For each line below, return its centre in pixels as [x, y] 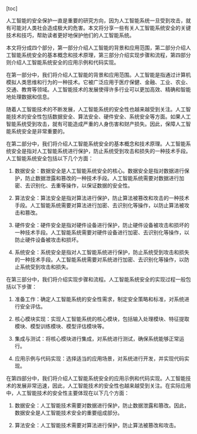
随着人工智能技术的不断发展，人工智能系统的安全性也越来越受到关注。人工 [96, 109]
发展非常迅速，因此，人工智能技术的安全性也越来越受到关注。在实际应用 [103, 386]
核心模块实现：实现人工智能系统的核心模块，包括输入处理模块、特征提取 [102, 319]
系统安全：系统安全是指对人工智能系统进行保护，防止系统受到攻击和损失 [102, 252]
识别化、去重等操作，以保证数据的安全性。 [81, 185]
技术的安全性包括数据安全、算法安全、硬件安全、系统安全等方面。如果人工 [101, 116]
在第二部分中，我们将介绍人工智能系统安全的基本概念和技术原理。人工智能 [96, 144]
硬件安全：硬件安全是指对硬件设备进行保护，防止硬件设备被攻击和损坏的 [102, 225]
